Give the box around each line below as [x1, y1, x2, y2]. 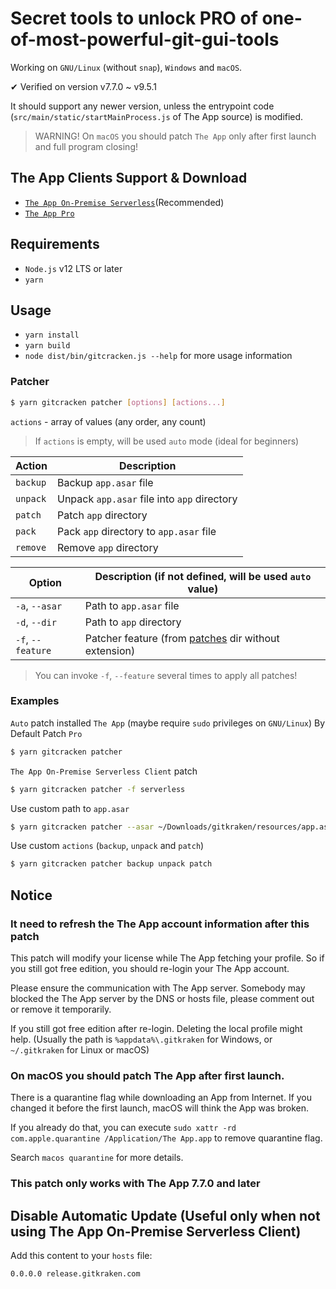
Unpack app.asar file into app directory [56, 492, 238, 506]
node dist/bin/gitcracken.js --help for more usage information [24, 350, 293, 362]
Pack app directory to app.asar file [56, 524, 217, 538]
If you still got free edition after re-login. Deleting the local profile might [10, 1023, 303, 1035]
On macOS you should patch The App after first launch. [10, 1068, 285, 1082]
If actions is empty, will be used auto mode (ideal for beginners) [34, 435, 300, 447]
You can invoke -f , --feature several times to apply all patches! [34, 669, 298, 681]
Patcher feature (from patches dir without [84, 631, 280, 645]
